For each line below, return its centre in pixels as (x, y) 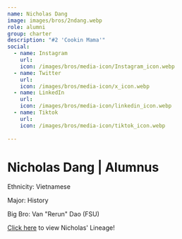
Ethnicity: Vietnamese (39, 187)
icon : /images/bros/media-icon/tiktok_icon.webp (93, 126)
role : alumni (26, 27)
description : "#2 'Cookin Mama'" (56, 40)
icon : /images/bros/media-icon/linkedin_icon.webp (96, 106)
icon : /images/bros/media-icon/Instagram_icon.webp (97, 66)
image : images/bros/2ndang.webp (55, 21)
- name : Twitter (37, 73)
